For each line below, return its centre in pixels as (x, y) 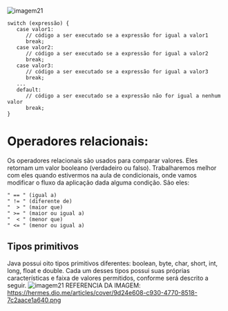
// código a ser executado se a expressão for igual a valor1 (117, 35)
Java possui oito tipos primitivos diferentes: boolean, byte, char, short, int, (113, 263)
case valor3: (35, 66)
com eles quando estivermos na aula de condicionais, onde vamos (102, 175)
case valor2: (35, 48)
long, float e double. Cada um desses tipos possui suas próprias (98, 270)
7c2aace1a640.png (34, 300)
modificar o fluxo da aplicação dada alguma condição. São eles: (98, 182)
